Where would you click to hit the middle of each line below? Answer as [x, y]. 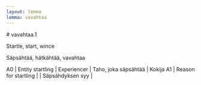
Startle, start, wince [31, 46]
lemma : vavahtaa [26, 17]
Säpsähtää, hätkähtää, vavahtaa [46, 57]
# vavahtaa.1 [22, 34]
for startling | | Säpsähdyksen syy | [49, 75]
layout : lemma [24, 12]
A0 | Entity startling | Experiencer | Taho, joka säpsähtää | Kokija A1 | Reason [100, 69]
